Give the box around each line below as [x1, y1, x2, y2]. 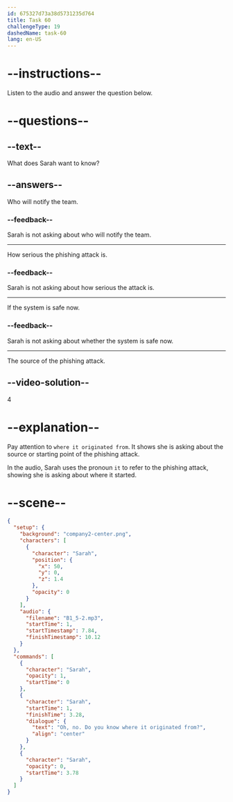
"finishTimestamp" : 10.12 [25, 634, 101, 641]
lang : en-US [7, 36, 42, 43]
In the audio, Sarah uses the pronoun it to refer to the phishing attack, [7, 463, 209, 472]
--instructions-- [7, 66, 102, 82]
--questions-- [7, 113, 89, 129]
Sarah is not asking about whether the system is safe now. [7, 336, 174, 345]
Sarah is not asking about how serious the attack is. [7, 284, 155, 292]
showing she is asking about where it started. [7, 470, 137, 479]
